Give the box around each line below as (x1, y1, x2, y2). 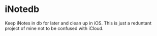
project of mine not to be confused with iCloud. (5, 25, 104, 31)
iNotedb (5, 3, 40, 15)
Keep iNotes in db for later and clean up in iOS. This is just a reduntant (5, 20, 152, 26)
